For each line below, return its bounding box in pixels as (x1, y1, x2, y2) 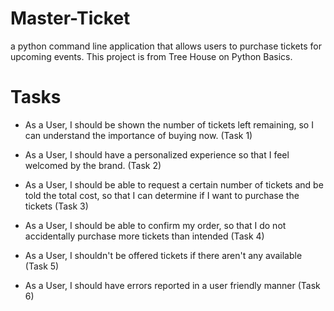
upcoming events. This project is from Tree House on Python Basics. (10, 50, 293, 62)
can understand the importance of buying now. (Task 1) (24, 129, 253, 141)
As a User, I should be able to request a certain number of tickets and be (24, 178, 324, 191)
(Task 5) (24, 260, 60, 272)
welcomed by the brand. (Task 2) (24, 159, 162, 171)
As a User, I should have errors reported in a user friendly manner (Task (24, 279, 321, 291)
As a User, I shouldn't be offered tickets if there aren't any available (24, 249, 303, 261)
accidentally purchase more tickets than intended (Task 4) (24, 230, 265, 242)
